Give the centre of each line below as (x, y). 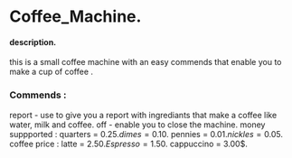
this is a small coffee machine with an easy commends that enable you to (146, 62)
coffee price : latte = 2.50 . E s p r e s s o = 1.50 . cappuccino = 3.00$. (129, 144)
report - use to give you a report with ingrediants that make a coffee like (143, 115)
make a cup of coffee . (51, 72)
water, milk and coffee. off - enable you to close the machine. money (137, 125)
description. (33, 42)
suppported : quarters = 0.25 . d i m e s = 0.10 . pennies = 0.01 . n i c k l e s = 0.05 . (146, 134)
